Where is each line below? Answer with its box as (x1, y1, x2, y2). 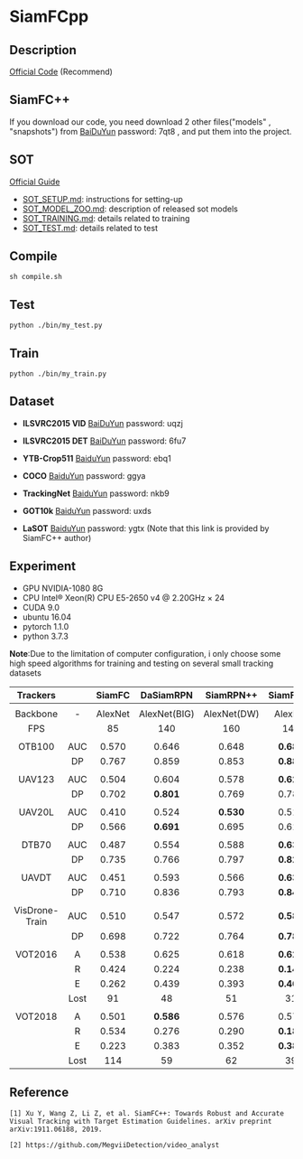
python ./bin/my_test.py (9, 321, 103, 331)
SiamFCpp (9, 6, 89, 27)
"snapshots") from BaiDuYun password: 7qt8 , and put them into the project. (9, 126, 292, 136)
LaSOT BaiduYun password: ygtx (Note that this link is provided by (22, 522, 270, 534)
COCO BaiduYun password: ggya (22, 470, 146, 481)
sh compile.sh (9, 273, 63, 282)
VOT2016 (14, 948, 58, 960)
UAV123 (17, 772, 55, 785)
